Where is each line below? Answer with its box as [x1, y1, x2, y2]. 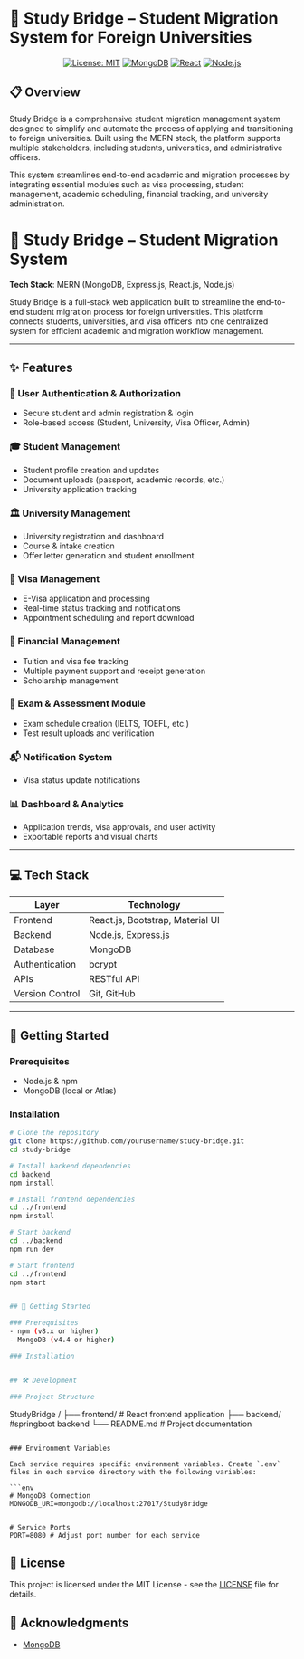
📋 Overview [9, 85, 81, 100]
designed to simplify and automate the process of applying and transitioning [9, 122, 294, 134]
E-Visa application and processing [22, 593, 151, 605]
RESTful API [89, 973, 140, 986]
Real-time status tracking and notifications [22, 603, 181, 614]
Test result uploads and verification [22, 728, 155, 739]
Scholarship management [22, 674, 119, 686]
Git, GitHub [89, 987, 136, 1000]
